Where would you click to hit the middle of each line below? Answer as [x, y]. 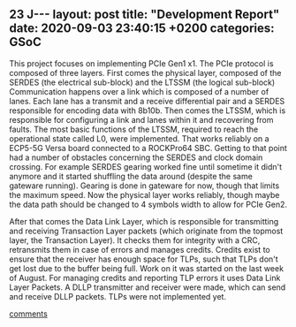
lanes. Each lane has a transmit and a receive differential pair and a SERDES [147, 101]
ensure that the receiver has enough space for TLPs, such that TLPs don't [144, 259]
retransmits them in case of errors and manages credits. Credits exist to [140, 249]
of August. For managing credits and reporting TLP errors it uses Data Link [145, 278]
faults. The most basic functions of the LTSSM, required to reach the [134, 129]
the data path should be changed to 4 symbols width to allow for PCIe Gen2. [148, 204]
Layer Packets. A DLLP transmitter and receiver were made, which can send [148, 287]
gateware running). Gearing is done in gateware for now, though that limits [144, 186]
